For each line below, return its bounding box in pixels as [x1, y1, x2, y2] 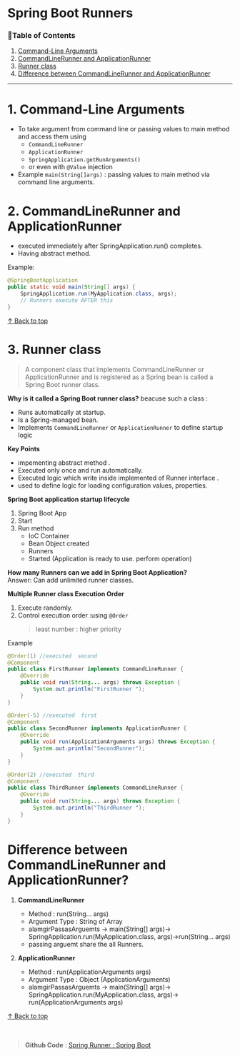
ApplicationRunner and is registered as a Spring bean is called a [24, 373, 214, 381]
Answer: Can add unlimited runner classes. [7, 575, 134, 584]
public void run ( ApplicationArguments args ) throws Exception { [20, 738, 216, 745]
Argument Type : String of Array [28, 917, 123, 925]
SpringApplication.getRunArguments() [28, 156, 141, 164]
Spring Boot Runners [7, 5, 134, 21]
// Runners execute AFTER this [20, 296, 114, 304]
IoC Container [28, 531, 70, 540]
